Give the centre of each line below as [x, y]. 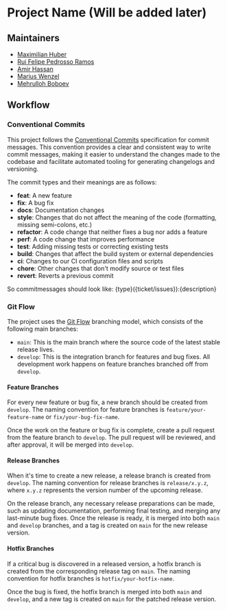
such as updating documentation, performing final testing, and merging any [114, 511]
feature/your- [186, 410]
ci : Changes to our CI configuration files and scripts [90, 261]
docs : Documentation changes [61, 210]
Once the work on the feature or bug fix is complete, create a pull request [111, 430]
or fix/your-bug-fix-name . [83, 417]
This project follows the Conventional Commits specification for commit [108, 139]
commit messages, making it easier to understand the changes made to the [114, 154]
